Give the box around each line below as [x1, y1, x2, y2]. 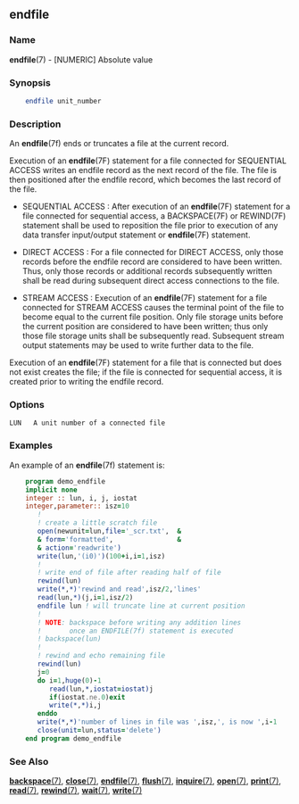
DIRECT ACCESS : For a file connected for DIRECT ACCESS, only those [21, 247, 284, 258]
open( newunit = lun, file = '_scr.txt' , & [37, 526, 181, 535]
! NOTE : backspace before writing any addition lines [37, 618, 242, 627]
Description [9, 118, 62, 130]
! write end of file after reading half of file [37, 568, 221, 577]
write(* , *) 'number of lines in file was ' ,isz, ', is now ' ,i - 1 [37, 717, 278, 726]
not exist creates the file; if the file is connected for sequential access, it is [9, 367, 283, 377]
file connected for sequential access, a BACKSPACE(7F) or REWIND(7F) [21, 211, 287, 221]
